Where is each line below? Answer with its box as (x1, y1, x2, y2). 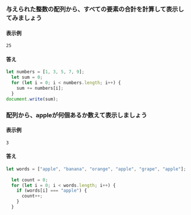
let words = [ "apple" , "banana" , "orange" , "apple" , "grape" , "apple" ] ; (6, 166, 186, 172)
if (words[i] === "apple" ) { (16, 188, 87, 193)
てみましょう (6, 13, 43, 22)
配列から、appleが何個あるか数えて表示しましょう (6, 111, 147, 119)
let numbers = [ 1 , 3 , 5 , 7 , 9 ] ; (6, 69, 84, 75)
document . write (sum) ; (6, 96, 59, 102)
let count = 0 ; (11, 177, 48, 183)
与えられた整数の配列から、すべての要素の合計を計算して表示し (6, 5, 185, 13)
